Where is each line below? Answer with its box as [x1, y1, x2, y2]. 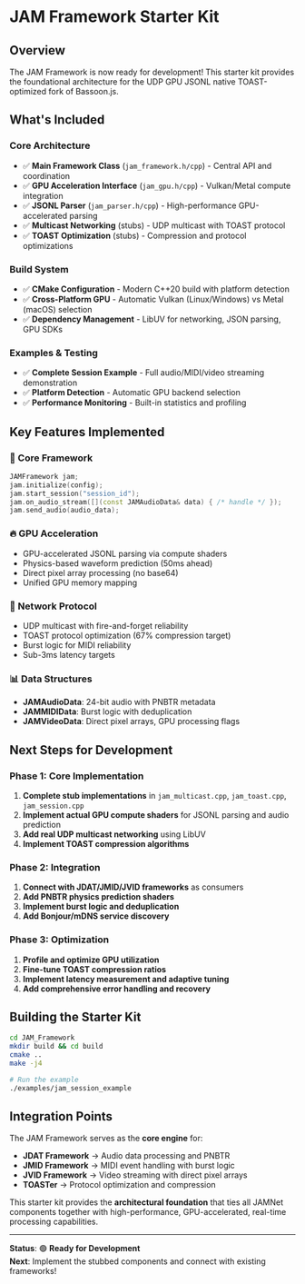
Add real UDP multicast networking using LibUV [22, 829, 206, 840]
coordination [22, 170, 71, 181]
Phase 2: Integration [9, 861, 101, 873]
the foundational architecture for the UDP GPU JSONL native [9, 76, 236, 87]
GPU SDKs [22, 323, 64, 334]
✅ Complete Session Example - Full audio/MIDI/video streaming [22, 367, 265, 378]
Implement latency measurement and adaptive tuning [22, 973, 230, 984]
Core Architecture [9, 139, 91, 152]
